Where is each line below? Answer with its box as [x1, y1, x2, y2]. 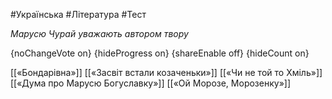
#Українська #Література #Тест [10, 9, 147, 20]
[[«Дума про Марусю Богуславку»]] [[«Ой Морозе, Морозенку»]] [10, 77, 291, 89]
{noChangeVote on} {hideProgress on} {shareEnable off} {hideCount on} [10, 47, 310, 59]
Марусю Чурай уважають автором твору [10, 28, 189, 39]
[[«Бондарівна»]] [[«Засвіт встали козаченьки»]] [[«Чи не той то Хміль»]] [10, 67, 323, 78]
